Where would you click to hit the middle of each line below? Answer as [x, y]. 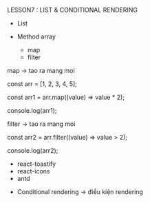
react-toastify [36, 164]
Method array [36, 36]
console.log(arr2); [33, 150]
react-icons [33, 171]
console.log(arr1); [32, 110]
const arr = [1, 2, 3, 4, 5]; [42, 84]
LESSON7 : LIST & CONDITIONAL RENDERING [73, 10]
